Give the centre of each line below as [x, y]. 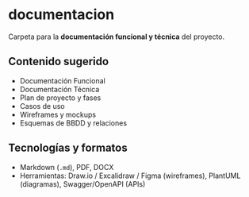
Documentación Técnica [59, 89]
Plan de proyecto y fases [60, 98]
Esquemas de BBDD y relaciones [73, 123]
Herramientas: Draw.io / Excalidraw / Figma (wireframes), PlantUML [130, 176]
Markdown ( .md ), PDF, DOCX [67, 167]
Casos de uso [42, 106]
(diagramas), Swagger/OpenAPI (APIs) [82, 183]
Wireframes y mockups [58, 114]
